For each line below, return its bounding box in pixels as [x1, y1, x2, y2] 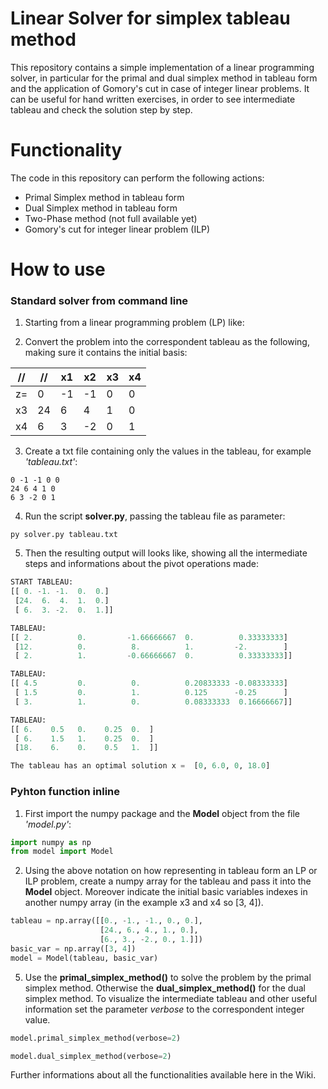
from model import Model [10, 847, 114, 857]
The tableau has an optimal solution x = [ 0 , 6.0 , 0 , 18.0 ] [10, 761, 271, 771]
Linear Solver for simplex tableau [10, 7, 291, 30]
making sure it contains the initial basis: [24, 347, 188, 359]
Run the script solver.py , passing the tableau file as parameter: [24, 510, 286, 522]
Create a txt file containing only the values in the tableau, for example [24, 445, 312, 457]
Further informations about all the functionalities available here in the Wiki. [10, 1069, 317, 1081]
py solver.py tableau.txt [10, 530, 118, 540]
